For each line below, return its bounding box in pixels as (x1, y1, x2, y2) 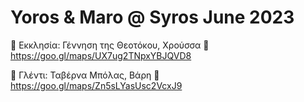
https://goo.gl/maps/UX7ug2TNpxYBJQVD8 (10, 49, 192, 61)
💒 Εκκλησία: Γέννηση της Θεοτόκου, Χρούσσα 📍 (10, 39, 210, 51)
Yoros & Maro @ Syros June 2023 (10, 6, 295, 29)
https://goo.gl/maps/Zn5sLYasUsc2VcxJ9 (10, 79, 183, 91)
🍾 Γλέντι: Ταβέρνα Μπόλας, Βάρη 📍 (10, 69, 160, 81)
